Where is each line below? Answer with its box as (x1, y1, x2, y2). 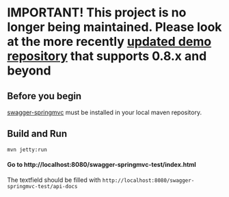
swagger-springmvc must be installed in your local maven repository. (7, 108, 202, 116)
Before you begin (7, 90, 82, 102)
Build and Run (7, 128, 67, 140)
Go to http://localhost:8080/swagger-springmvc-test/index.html (7, 161, 196, 169)
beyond (7, 63, 51, 79)
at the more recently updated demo (7, 34, 212, 49)
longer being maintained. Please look (7, 19, 222, 35)
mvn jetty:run (7, 146, 48, 153)
